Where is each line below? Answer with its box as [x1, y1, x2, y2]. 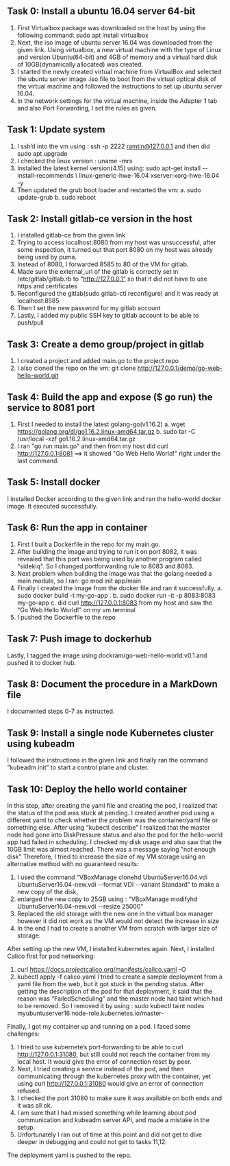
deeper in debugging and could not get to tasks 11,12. [16, 1137, 168, 1145]
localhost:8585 [16, 296, 60, 305]
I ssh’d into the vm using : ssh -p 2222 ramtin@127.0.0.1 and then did [16, 142, 210, 150]
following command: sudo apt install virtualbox [16, 31, 149, 39]
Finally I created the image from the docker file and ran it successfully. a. [16, 583, 222, 592]
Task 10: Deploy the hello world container [7, 783, 187, 795]
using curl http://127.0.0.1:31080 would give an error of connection [16, 1079, 203, 1087]
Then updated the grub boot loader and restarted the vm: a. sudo [16, 185, 201, 194]
